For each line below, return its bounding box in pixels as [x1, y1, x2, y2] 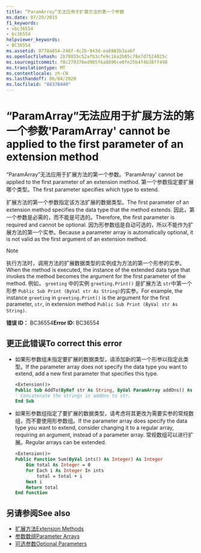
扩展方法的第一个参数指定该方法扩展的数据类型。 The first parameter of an [6, 198, 189, 206]
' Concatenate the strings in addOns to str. [14, 393, 131, 399]
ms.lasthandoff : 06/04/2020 [6, 76, 77, 82]
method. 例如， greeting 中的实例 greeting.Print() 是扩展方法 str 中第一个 [6, 280, 193, 287]
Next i [26, 478, 43, 484]
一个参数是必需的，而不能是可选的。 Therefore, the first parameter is [6, 213, 175, 221]
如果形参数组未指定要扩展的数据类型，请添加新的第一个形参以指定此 [14, 355, 184, 362]
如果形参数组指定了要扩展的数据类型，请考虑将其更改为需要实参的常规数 [14, 410, 194, 417]
